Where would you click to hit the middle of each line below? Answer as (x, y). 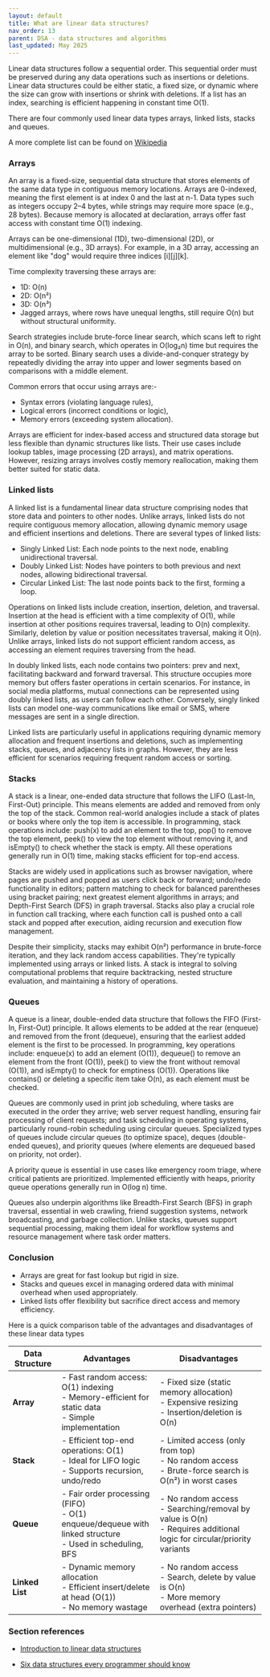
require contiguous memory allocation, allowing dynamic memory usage (128, 524)
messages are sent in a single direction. (74, 716)
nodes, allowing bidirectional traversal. (84, 574)
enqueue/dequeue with (106, 1523)
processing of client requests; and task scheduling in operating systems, (129, 1120)
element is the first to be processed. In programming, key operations (122, 1045)
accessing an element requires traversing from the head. (102, 650)
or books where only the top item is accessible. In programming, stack (125, 822)
